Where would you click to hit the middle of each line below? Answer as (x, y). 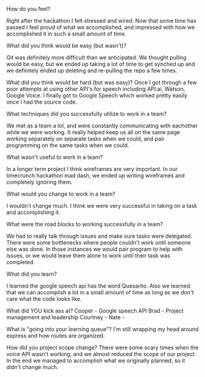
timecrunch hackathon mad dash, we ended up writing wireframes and (95, 175)
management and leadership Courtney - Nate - (65, 317)
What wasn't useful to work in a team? (54, 157)
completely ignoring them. (39, 182)
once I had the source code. (42, 102)
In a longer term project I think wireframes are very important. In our (92, 169)
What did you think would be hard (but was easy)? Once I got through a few (102, 82)
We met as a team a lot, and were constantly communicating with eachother (102, 126)
